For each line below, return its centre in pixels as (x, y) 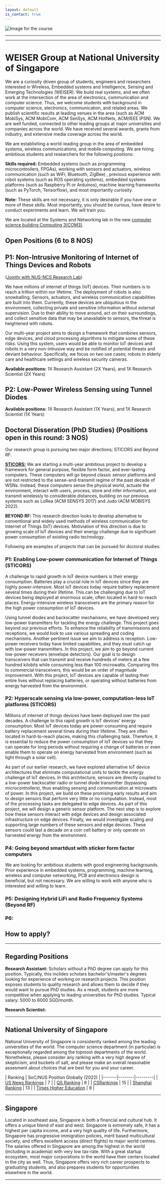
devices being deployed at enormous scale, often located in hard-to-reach (81, 597)
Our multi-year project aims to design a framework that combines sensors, (81, 333)
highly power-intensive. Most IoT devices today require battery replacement (82, 587)
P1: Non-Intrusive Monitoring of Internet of (72, 257)
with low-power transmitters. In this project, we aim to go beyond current (80, 649)
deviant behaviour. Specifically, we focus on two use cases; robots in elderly (83, 354)
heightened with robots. (29, 323)
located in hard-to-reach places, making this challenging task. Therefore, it (81, 736)
